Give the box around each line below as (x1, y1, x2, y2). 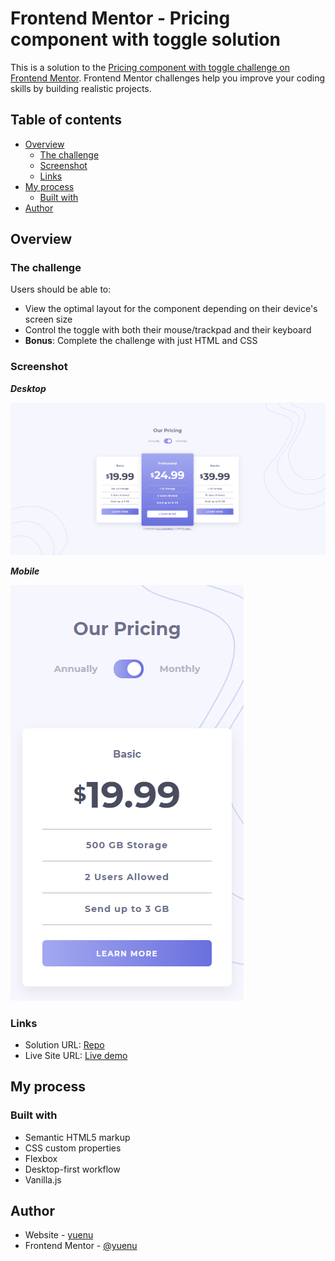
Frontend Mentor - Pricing (10, 7, 231, 30)
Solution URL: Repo (24, 1038, 105, 1051)
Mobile (10, 565, 40, 577)
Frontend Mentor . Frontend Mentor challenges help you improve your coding (10, 72, 326, 84)
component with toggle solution (10, 28, 281, 51)
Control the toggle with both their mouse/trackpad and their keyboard (24, 324, 312, 336)
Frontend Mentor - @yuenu (24, 1240, 138, 1252)
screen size (24, 313, 73, 326)
